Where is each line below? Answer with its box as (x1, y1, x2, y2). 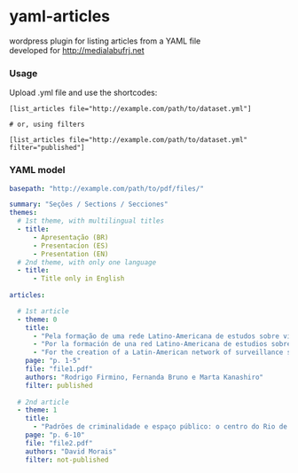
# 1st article (17, 306, 69, 316)
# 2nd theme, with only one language (17, 257, 157, 267)
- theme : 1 (17, 406, 58, 414)
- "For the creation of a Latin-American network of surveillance (32, 348, 284, 357)
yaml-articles (9, 6, 111, 27)
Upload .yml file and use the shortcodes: (9, 87, 158, 99)
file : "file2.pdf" (25, 438, 93, 447)
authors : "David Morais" (25, 446, 117, 456)
